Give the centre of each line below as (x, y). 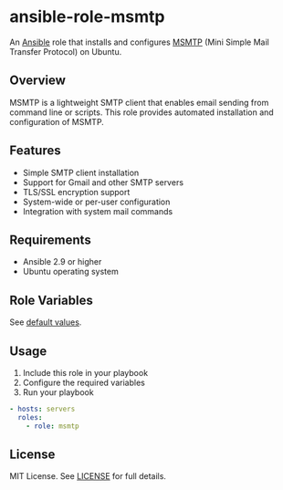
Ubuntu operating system (70, 272)
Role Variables (51, 300)
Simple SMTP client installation (81, 172)
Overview (38, 81)
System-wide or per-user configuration (96, 202)
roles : (30, 417)
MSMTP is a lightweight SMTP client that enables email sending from (139, 102)
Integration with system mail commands (98, 211)
